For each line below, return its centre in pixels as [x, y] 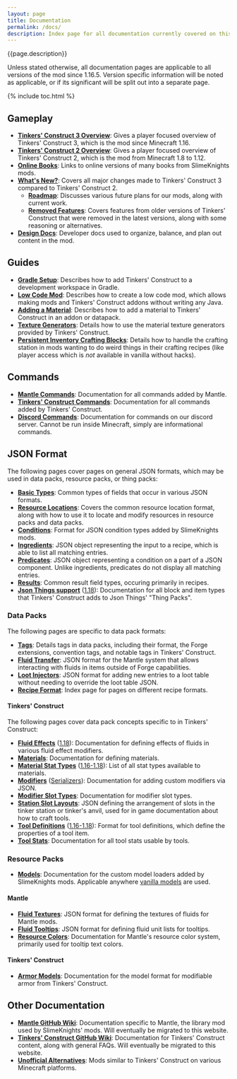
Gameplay [30, 118]
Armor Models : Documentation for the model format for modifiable [115, 976]
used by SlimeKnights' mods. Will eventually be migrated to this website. [123, 1030]
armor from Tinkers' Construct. [62, 983]
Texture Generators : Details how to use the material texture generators [121, 325]
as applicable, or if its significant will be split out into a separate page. [109, 83]
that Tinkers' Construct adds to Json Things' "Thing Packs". [105, 597]
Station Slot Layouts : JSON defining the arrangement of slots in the [116, 803]
